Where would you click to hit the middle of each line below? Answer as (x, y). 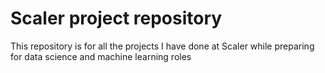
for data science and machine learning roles (101, 56)
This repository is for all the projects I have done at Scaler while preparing (162, 46)
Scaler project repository (116, 18)
